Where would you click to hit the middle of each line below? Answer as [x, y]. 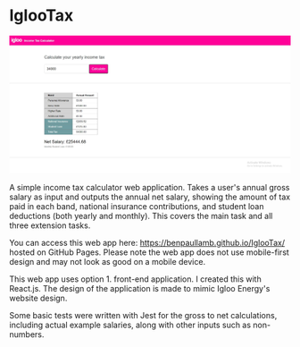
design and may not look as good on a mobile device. [108, 261]
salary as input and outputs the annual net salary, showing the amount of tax [150, 197]
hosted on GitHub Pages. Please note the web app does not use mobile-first [150, 252]
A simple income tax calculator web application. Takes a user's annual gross [150, 187]
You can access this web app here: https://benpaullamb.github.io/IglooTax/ [147, 242]
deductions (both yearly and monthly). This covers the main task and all [141, 216]
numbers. [27, 334]
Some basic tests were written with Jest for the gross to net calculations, [143, 315]
